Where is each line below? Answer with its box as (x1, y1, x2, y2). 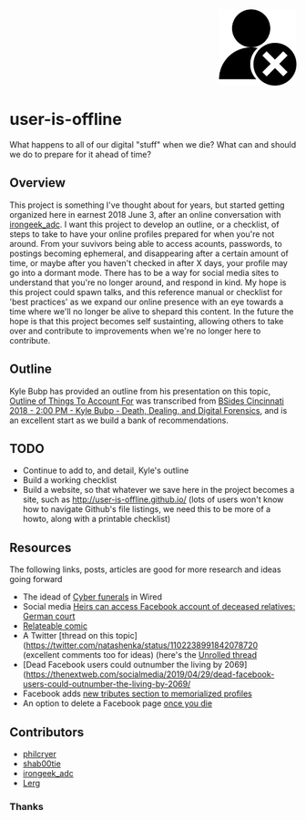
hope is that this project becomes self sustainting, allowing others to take (9, 315, 284, 326)
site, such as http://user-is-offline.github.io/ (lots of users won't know (22, 494, 284, 505)
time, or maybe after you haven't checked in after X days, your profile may (9, 257, 289, 268)
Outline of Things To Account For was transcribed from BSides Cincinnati (9, 395, 284, 406)
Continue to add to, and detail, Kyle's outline (22, 465, 189, 477)
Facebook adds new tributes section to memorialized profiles (22, 688, 252, 700)
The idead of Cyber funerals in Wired (22, 591, 162, 602)
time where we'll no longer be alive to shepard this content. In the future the (9, 305, 294, 317)
